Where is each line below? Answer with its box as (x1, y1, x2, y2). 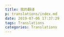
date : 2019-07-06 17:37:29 (5, 16, 60, 21)
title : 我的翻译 (5, 7, 35, 12)
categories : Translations (5, 25, 57, 30)
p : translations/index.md (5, 12, 57, 16)
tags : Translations (5, 20, 45, 25)
